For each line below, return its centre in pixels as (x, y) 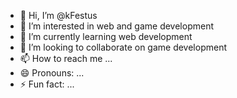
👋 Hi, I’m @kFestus (58, 15)
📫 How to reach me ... (66, 58)
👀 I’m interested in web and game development (116, 26)
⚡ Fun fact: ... (47, 84)
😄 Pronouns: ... (52, 73)
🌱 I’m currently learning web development (106, 36)
